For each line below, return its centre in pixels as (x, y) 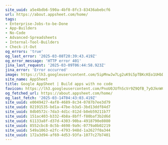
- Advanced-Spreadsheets (31, 38)
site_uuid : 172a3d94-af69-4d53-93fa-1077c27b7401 (58, 135)
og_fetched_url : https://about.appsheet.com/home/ (59, 93)
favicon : (14, 88)
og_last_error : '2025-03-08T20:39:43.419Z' (51, 56)
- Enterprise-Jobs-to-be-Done (37, 24)
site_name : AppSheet (27, 79)
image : (12, 75)
